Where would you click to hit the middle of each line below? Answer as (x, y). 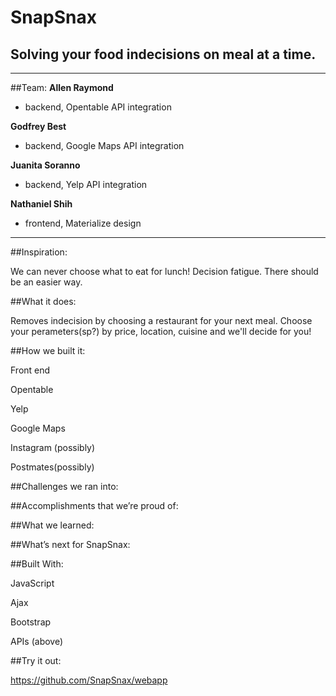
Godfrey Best (38, 126)
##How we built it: (48, 350)
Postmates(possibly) (52, 467)
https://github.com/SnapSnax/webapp (89, 680)
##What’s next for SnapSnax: (70, 544)
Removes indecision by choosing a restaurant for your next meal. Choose (161, 320)
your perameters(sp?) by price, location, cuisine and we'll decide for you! (161, 331)
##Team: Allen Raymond (62, 87)
